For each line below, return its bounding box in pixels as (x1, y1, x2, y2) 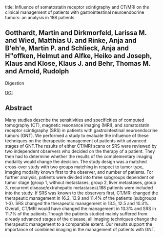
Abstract (5, 104, 33, 112)
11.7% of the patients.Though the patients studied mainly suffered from (5, 211, 147, 216)
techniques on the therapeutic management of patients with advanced (5, 137, 146, 144)
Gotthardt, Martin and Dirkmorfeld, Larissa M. (5, 29, 147, 37)
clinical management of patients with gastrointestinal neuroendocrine (5, 9, 144, 15)
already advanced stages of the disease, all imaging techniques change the (5, 216, 157, 222)
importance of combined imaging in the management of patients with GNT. (5, 226, 156, 232)
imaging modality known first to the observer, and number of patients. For (5, 169, 154, 175)
